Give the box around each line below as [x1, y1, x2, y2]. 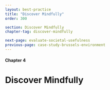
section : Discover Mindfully [5, 25, 64, 30]
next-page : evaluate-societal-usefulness [5, 38, 91, 43]
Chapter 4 [5, 58, 26, 63]
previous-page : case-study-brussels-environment [5, 43, 106, 47]
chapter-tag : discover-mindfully [5, 30, 73, 34]
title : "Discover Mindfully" [5, 12, 64, 16]
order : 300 [5, 16, 27, 21]
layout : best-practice [5, 7, 51, 12]
